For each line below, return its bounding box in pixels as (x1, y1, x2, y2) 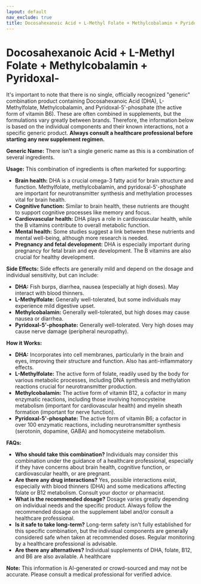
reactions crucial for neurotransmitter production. (14, 383, 137, 390)
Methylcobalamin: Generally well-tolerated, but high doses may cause (14, 309, 190, 316)
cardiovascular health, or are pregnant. (14, 470, 111, 477)
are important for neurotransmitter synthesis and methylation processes (14, 190, 193, 197)
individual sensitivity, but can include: (6, 271, 99, 279)
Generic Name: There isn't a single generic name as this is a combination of (6, 148, 194, 155)
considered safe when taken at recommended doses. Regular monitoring (14, 534, 195, 541)
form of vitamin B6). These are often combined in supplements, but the (6, 110, 181, 118)
